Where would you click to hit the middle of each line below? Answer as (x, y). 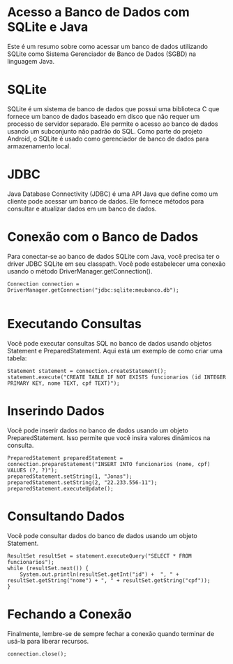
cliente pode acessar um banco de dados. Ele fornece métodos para (106, 201)
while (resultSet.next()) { (48, 568)
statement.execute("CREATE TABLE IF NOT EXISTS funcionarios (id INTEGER (117, 377)
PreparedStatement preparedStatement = (65, 458)
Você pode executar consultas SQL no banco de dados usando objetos (110, 343)
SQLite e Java (48, 27)
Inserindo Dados (56, 411)
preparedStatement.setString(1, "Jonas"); (70, 476)
